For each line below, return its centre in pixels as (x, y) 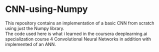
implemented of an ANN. (30, 44)
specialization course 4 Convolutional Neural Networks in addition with (78, 39)
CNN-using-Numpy (46, 9)
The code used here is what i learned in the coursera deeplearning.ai (76, 33)
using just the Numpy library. (35, 28)
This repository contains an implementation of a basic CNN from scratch (80, 23)
